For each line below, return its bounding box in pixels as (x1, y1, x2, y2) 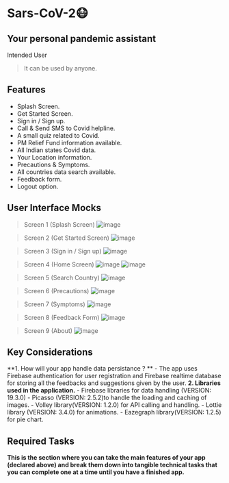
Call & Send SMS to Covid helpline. (16, 124, 116, 132)
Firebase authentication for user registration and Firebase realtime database (7, 372, 221, 380)
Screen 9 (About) (23, 326, 73, 334)
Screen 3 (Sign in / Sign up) (23, 247, 102, 255)
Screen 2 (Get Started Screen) (23, 234, 109, 242)
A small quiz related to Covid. (16, 131, 100, 139)
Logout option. (16, 182, 59, 190)
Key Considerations (7, 347, 94, 358)
